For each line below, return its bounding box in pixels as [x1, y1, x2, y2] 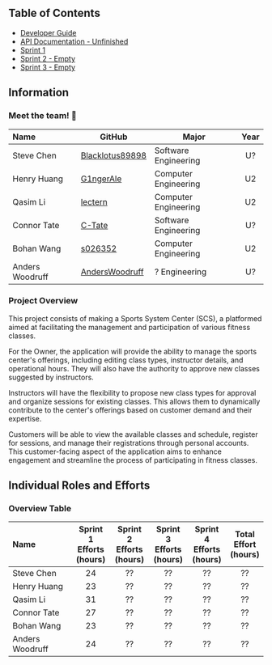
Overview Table [8, 503, 72, 515]
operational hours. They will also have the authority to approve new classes [8, 363, 261, 373]
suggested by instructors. [8, 372, 95, 382]
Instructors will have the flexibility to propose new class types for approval [8, 388, 257, 397]
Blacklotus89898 [80, 150, 147, 161]
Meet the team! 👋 [8, 110, 77, 121]
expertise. [8, 413, 42, 423]
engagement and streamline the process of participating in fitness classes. [8, 455, 257, 464]
